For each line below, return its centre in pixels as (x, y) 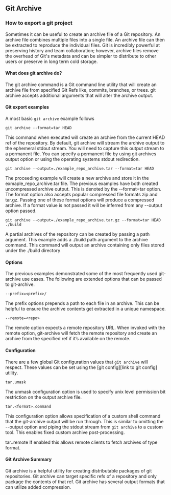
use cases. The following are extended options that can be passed (92, 279)
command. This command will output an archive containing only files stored (85, 245)
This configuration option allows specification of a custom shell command (83, 416)
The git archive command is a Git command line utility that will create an (81, 85)
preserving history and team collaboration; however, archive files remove (82, 50)
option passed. (21, 211)
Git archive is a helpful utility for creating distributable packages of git (79, 470)
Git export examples (27, 107)
